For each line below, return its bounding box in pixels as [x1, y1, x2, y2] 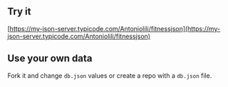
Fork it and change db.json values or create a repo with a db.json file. [7, 71, 212, 80]
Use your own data [7, 52, 93, 64]
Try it [7, 6, 31, 18]
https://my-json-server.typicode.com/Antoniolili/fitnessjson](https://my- [9, 24, 221, 33]
